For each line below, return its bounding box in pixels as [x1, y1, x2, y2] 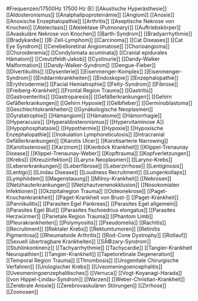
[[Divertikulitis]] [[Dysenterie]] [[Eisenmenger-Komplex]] [6, 68, 144, 75]
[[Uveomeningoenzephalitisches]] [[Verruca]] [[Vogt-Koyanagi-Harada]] [6, 270, 182, 276]
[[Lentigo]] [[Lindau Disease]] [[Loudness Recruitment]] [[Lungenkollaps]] [6, 169, 187, 175]
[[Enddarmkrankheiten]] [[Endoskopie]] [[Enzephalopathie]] [33, 74, 179, 81]
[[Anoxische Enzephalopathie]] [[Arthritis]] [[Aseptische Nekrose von [6, 18, 174, 24]
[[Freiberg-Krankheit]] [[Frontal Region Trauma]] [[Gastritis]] [6, 87, 153, 94]
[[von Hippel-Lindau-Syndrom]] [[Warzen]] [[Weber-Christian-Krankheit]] [6, 276, 185, 283]
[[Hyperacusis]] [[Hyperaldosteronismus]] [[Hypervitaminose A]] [6, 119, 164, 125]
